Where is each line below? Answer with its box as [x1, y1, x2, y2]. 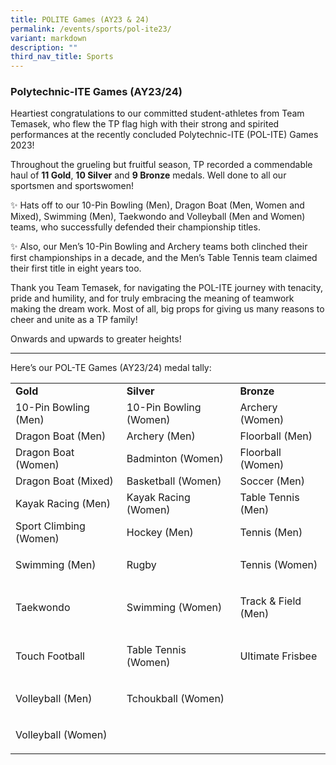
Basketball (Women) [126, 474, 222, 488]
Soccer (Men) [239, 474, 306, 488]
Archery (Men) [126, 429, 196, 443]
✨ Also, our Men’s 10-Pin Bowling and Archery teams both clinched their [10, 241, 308, 253]
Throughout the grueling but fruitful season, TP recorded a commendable [10, 159, 313, 171]
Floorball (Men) [239, 429, 313, 443]
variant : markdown [10, 33, 87, 43]
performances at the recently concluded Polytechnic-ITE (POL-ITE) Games [10, 129, 319, 141]
